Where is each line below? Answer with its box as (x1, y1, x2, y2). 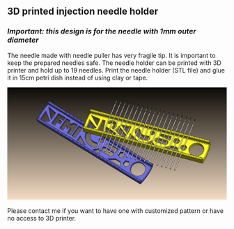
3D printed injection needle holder (7, 6, 159, 17)
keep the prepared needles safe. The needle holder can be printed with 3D (7, 59, 221, 67)
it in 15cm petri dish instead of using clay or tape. (7, 73, 148, 82)
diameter (7, 35, 39, 45)
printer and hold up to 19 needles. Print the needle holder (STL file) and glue (7, 66, 225, 74)
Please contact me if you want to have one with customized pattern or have (7, 207, 224, 215)
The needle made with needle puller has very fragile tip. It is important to (7, 51, 216, 59)
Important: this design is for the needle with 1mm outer (7, 27, 196, 36)
